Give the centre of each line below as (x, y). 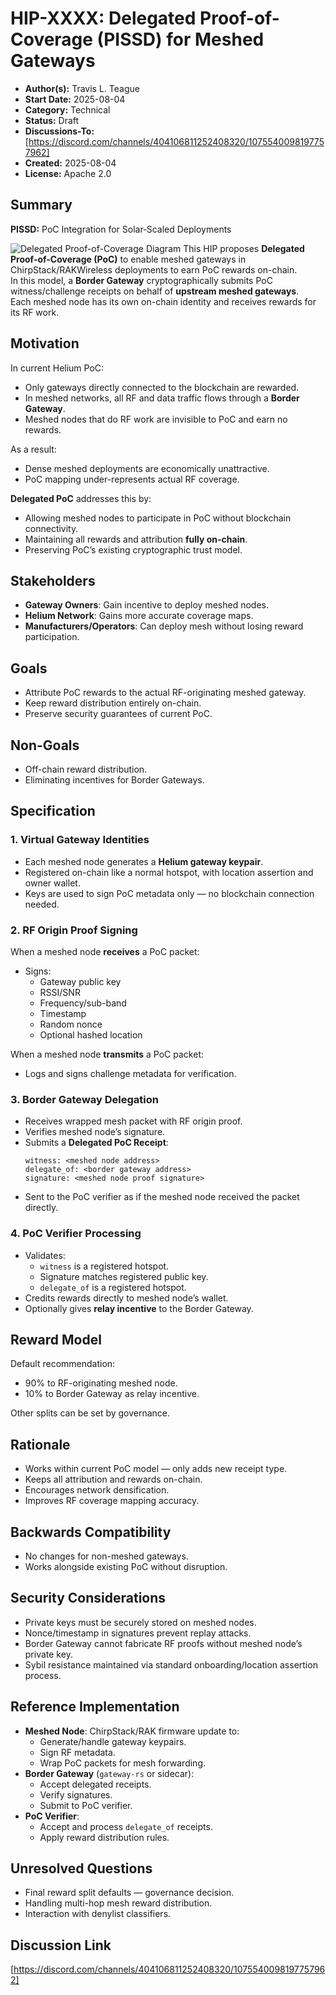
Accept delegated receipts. (95, 1784)
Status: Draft (52, 120)
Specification (53, 811)
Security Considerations (88, 1598)
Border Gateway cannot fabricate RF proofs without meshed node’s (163, 1643)
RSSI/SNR (60, 992)
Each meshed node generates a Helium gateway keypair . (144, 861)
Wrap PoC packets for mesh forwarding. (123, 1763)
